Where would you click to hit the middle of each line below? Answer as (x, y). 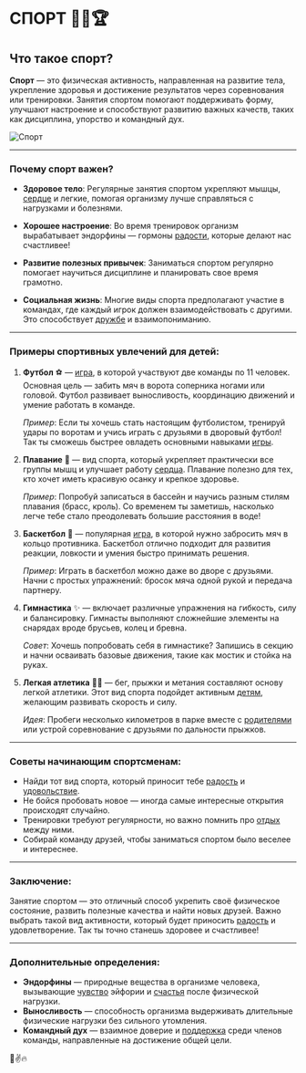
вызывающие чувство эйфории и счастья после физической (141, 992)
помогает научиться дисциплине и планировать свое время (140, 273)
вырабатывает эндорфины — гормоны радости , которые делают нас (157, 235)
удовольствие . (51, 790)
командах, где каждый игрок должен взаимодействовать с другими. (158, 310)
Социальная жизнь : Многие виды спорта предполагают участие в (153, 300)
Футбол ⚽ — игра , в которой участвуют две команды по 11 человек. (156, 372)
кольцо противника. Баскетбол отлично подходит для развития (147, 543)
